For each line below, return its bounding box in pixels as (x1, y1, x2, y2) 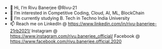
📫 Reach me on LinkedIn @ (9, 21, 67, 27)
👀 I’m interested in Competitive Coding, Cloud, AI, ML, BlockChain (9, 10, 145, 16)
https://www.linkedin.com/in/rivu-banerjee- (68, 21, 157, 27)
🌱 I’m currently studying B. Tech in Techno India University (9, 15, 130, 21)
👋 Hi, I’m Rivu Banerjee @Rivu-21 (9, 5, 77, 10)
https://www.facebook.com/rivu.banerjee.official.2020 (9, 39, 122, 44)
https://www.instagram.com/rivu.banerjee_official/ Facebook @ (9, 33, 140, 39)
